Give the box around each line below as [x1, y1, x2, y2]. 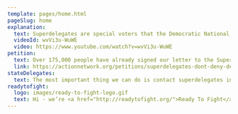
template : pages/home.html [7, 10, 87, 18]
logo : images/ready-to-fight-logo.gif [13, 89, 129, 96]
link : [13, 63, 30, 70]
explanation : [7, 23, 46, 30]
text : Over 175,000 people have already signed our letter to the [13, 57, 214, 64]
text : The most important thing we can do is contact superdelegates [13, 76, 223, 84]
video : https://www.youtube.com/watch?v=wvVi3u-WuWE [13, 43, 173, 50]
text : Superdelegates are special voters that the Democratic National [13, 30, 230, 38]
